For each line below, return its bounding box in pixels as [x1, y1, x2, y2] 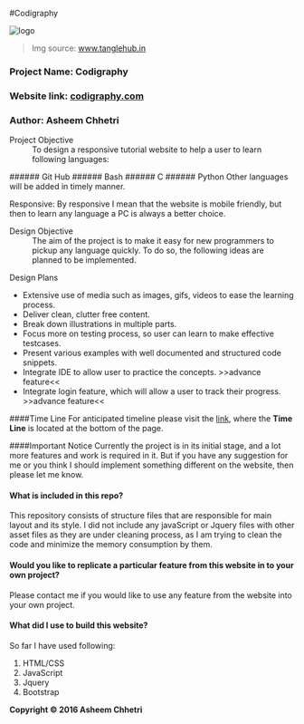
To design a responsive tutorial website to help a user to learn [32, 144, 262, 155]
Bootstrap [22, 686, 60, 697]
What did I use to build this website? [9, 620, 148, 631]
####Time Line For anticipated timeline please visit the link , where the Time [9, 413, 293, 424]
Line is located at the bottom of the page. [9, 423, 165, 434]
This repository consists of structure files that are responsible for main [9, 510, 272, 521]
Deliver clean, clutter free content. [22, 309, 151, 320]
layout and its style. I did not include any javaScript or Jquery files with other [9, 520, 295, 531]
